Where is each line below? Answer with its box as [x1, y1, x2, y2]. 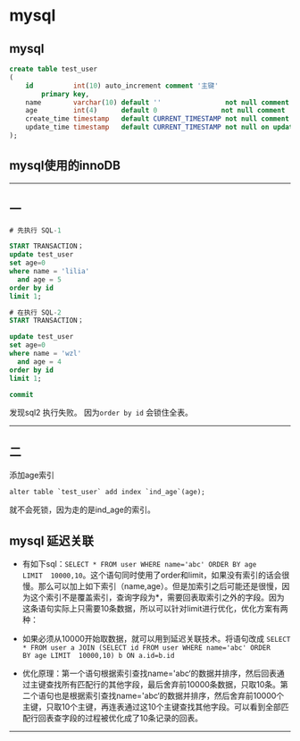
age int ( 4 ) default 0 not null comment [25, 106, 286, 115]
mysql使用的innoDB [9, 158, 121, 173]
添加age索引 [9, 470, 55, 481]
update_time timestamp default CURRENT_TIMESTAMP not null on [25, 122, 270, 132]
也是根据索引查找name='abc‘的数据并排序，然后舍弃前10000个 [53, 690, 285, 701]
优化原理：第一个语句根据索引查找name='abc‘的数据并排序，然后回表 [21, 668, 278, 678]
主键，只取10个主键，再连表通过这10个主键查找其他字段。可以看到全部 [21, 702, 281, 712]
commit [9, 390, 34, 399]
